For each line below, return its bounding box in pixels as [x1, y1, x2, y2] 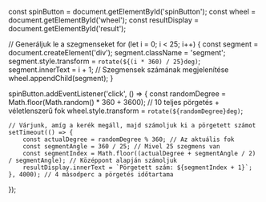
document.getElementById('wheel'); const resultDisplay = [8, 15, 199, 25]
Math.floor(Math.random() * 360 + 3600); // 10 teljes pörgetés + [8, 98, 220, 107]
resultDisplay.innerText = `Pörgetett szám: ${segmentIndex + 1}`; [22, 164, 252, 172]
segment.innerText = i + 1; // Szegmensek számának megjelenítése [8, 65, 229, 75]
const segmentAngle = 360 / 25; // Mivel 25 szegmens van [22, 143, 220, 151]
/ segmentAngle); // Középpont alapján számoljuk [8, 156, 178, 164]
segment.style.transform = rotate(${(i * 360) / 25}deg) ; [8, 56, 201, 66]
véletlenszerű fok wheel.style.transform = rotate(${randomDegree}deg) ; [8, 106, 244, 115]
